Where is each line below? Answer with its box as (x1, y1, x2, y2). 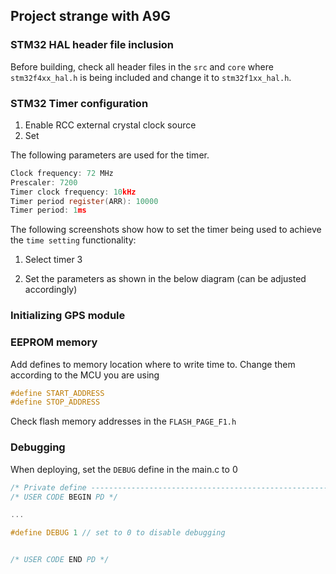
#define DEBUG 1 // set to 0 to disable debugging (10, 528, 226, 538)
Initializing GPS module (10, 309, 126, 323)
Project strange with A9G (10, 8, 171, 25)
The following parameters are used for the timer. (10, 149, 210, 161)
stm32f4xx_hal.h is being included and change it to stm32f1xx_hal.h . (10, 71, 292, 83)
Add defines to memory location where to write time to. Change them (10, 358, 296, 370)
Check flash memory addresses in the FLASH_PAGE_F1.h (10, 415, 237, 428)
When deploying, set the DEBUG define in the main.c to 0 (10, 463, 238, 475)
